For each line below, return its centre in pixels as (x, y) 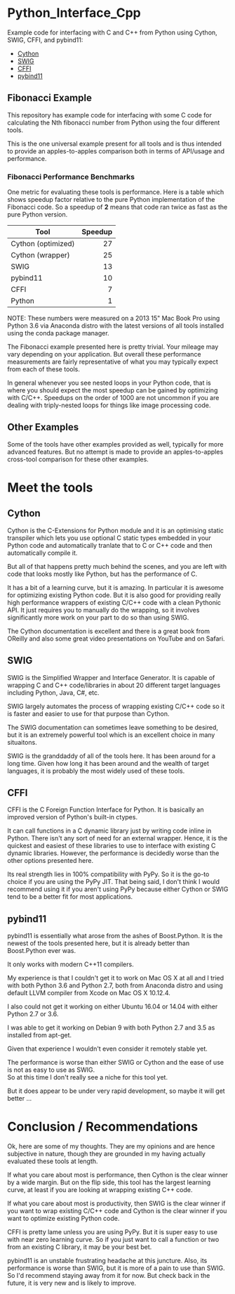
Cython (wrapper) (40, 255)
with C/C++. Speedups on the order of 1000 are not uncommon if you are (113, 398)
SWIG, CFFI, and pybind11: (45, 39)
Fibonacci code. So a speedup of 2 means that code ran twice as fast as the (117, 207)
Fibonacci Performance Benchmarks (71, 177)
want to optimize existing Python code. (63, 1219)
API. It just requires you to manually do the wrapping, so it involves (103, 610)
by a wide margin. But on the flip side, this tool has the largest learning (109, 1182)
